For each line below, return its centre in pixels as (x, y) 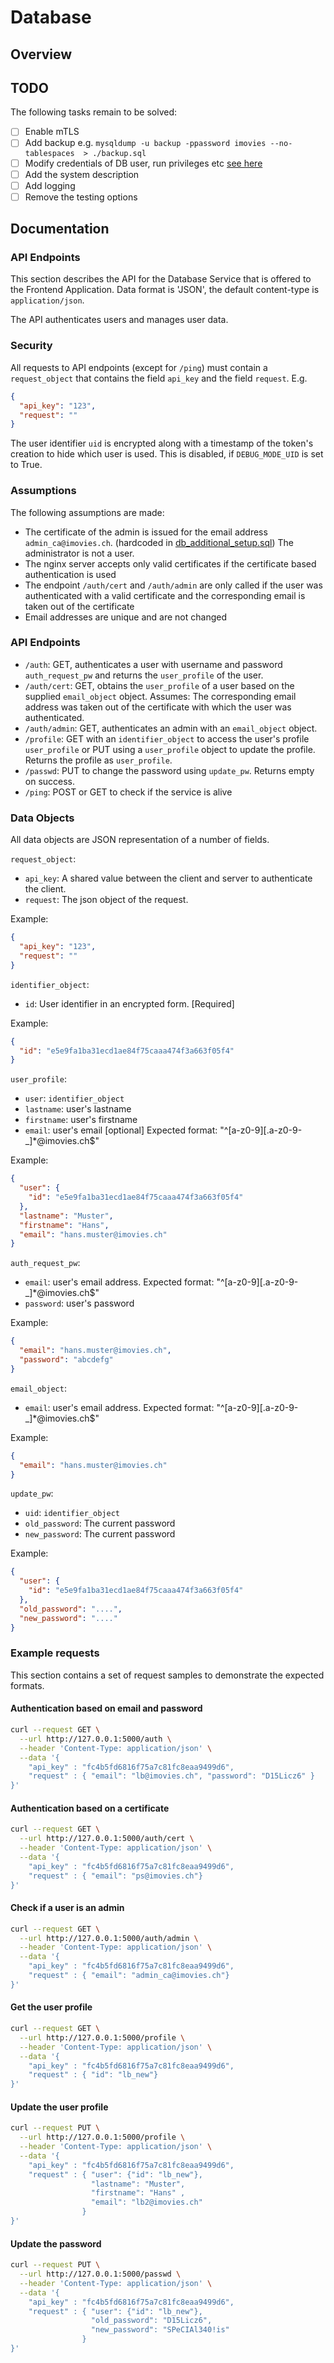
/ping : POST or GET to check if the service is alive (128, 792)
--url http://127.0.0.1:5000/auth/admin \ (109, 1938)
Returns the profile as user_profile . (98, 760)
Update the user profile (59, 2107)
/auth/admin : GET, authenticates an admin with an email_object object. (171, 728)
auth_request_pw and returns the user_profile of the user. (144, 675)
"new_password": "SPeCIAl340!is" (160, 2330)
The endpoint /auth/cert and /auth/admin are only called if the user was (173, 585)
